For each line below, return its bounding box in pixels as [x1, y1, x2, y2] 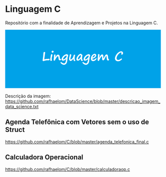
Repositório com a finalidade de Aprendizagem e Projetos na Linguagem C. [5, 20, 158, 26]
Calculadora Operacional [5, 153, 83, 162]
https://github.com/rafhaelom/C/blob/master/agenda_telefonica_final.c [5, 138, 149, 144]
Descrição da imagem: [5, 93, 51, 99]
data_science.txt [5, 103, 39, 109]
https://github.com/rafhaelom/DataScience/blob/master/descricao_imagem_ [5, 98, 161, 104]
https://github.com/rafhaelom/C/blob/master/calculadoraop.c [5, 166, 130, 172]
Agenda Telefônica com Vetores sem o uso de [5, 118, 149, 127]
